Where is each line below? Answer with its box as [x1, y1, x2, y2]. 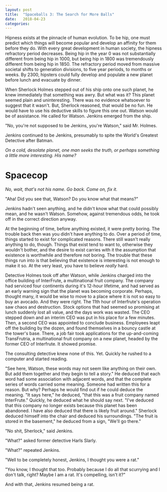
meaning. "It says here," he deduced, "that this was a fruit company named [5, 392, 159, 398]
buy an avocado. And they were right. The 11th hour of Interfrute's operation [5, 299, 161, 305]
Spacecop [5, 170, 48, 181]
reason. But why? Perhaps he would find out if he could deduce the [5, 387, 143, 393]
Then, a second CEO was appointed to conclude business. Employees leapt [5, 320, 160, 326]
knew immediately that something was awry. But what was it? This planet [5, 92, 155, 98]
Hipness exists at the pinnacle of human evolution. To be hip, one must [5, 35, 150, 41]
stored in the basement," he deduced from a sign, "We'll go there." [5, 418, 142, 424]
